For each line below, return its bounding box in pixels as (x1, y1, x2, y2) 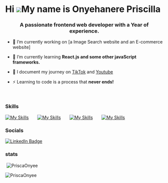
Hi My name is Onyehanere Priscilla (5, 3, 161, 15)
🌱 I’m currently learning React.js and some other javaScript (12, 54, 137, 60)
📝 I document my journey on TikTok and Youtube (12, 69, 113, 75)
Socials (5, 126, 24, 133)
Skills (5, 103, 19, 110)
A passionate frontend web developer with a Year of (20, 21, 149, 28)
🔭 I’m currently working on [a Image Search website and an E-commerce (12, 39, 163, 45)
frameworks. (12, 59, 40, 65)
